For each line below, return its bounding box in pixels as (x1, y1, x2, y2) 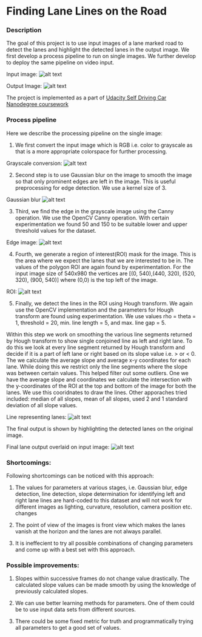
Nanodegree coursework (6, 101, 69, 108)
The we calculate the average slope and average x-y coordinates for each (6, 356, 191, 364)
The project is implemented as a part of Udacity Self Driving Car (6, 94, 167, 101)
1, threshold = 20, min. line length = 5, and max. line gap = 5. (15, 319, 166, 326)
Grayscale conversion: (6, 159, 62, 167)
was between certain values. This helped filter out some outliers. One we (6, 369, 189, 376)
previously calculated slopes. (15, 588, 89, 595)
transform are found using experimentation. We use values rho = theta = (15, 312, 196, 319)
